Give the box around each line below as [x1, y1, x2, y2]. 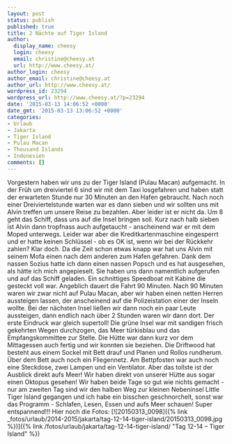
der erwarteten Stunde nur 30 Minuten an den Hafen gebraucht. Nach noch [7, 193, 224, 201]
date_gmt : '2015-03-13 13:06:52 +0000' [7, 107, 123, 114]
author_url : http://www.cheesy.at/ [7, 81, 111, 88]
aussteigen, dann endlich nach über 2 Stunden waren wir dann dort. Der [7, 311, 215, 319]
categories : [7, 113, 42, 120]
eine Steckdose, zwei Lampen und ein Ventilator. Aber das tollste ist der [7, 363, 213, 371]
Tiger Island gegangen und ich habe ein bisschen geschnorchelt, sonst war [7, 393, 224, 401]
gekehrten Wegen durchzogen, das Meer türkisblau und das [7, 326, 180, 334]
